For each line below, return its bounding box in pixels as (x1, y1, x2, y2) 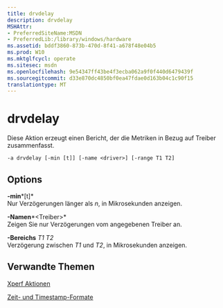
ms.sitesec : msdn (7, 62, 57, 69)
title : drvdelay (7, 10, 54, 17)
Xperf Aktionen (7, 279, 51, 288)
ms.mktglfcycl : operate (7, 55, 76, 62)
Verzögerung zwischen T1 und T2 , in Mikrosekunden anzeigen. (7, 241, 188, 249)
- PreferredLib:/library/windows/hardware (7, 36, 132, 43)
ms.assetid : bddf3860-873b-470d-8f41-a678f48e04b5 (7, 42, 157, 49)
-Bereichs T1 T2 (7, 234, 54, 241)
